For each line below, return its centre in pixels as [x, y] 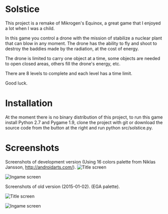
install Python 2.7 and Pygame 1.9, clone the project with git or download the [84, 122]
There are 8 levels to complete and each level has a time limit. [69, 73]
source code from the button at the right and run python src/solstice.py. [79, 127]
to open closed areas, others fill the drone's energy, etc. [63, 63]
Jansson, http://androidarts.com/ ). [40, 167]
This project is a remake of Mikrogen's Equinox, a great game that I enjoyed [83, 23]
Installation [29, 103]
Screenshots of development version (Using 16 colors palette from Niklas [80, 161]
